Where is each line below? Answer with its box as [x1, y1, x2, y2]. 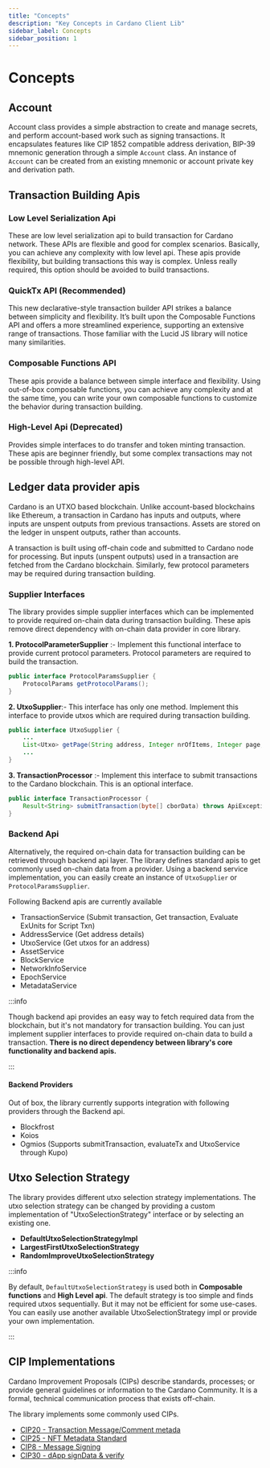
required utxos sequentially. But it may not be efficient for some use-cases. [8, 1299, 257, 1309]
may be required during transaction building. [8, 568, 156, 578]
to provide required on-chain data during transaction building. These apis [8, 615, 252, 625]
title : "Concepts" [8, 11, 70, 20]
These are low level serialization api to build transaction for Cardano [8, 230, 234, 240]
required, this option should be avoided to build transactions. [8, 265, 210, 274]
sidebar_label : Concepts [8, 27, 92, 35]
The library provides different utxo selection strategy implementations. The [8, 1192, 256, 1202]
